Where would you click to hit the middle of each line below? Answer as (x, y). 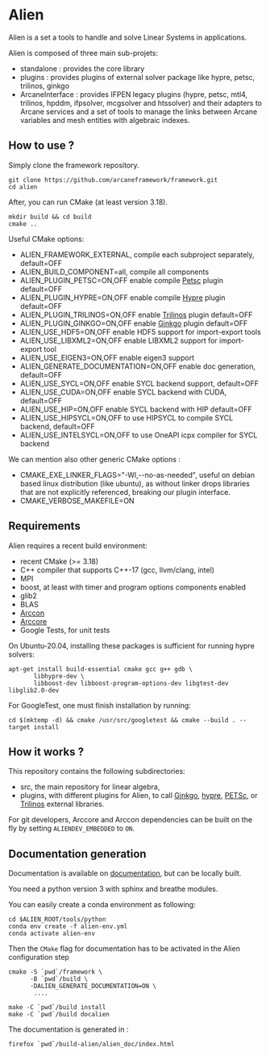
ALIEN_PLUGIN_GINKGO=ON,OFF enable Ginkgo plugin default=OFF (134, 323)
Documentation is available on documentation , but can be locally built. (125, 873)
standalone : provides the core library (82, 68)
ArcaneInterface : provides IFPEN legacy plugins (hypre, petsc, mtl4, (134, 94)
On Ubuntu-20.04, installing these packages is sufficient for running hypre (132, 645)
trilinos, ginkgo (45, 86)
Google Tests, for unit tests (65, 630)
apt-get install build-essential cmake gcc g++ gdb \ (101, 669)
